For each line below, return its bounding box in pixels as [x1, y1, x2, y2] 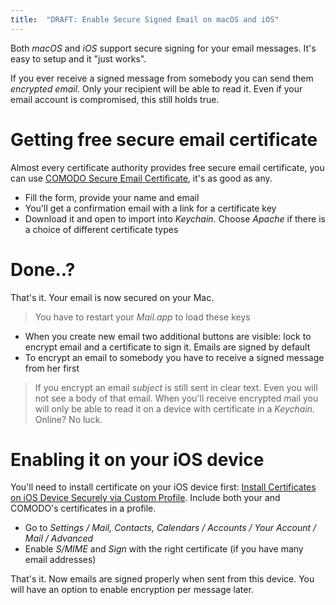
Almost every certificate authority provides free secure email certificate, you [10, 161, 325, 173]
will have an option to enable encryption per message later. [10, 584, 254, 596]
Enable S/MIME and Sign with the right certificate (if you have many [24, 543, 304, 555]
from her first [24, 362, 80, 374]
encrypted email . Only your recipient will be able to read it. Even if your [10, 82, 303, 95]
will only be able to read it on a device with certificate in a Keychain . [34, 402, 316, 415]
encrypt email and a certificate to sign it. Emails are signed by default [24, 341, 311, 353]
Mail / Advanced [24, 532, 94, 545]
